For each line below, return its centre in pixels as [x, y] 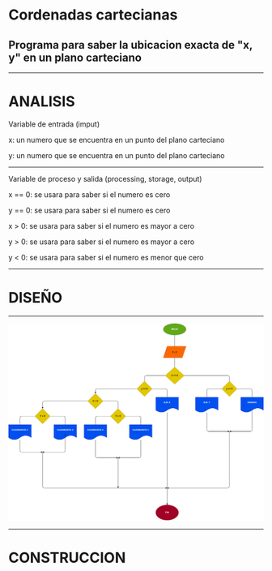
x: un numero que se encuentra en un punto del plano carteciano [117, 140]
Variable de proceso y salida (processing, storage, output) [105, 178]
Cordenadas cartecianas [93, 15]
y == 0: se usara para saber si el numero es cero [89, 210]
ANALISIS [42, 102]
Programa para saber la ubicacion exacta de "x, [131, 45]
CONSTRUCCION [67, 558]
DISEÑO [36, 298]
